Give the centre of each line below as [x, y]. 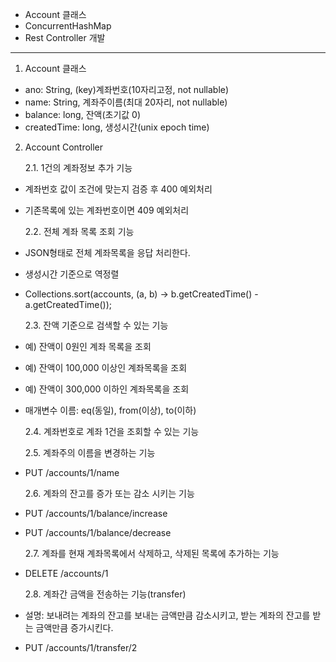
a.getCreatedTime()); [68, 304]
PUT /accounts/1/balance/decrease [98, 532]
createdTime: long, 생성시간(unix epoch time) [117, 127]
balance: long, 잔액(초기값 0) [83, 114]
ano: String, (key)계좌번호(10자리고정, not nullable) [127, 89]
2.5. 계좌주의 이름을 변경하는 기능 [90, 452]
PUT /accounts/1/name [72, 472]
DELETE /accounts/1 [66, 573]
